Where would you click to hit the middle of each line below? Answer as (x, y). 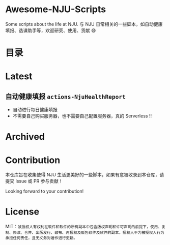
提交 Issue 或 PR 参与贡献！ (34, 181)
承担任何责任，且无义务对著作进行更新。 (41, 238)
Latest (19, 76)
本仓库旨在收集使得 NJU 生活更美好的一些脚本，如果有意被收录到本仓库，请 (85, 175)
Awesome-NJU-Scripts (55, 9)
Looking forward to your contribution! (45, 191)
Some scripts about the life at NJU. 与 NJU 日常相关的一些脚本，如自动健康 (84, 24)
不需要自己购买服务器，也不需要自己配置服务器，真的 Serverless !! (82, 116)
